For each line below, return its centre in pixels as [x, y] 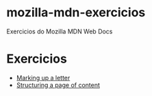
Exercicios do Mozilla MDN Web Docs [60, 31]
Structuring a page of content [58, 85]
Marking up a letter [43, 78]
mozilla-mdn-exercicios [76, 13]
